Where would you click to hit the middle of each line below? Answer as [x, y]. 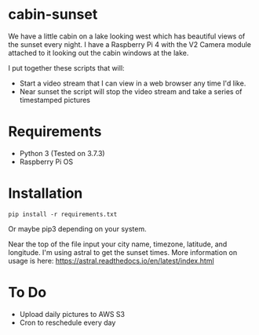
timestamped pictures [55, 100]
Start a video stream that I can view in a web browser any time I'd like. [133, 83]
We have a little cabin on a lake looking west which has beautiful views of [127, 36]
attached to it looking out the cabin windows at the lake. [98, 53]
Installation [46, 193]
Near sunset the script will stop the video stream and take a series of [131, 91]
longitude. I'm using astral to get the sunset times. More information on [123, 252]
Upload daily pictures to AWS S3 [72, 314]
